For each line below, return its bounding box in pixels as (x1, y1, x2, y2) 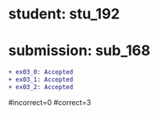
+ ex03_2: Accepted (8, 83, 74, 91)
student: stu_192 (8, 5, 120, 23)
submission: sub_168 (8, 42, 151, 60)
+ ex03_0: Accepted (8, 68, 74, 76)
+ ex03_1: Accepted (8, 75, 74, 83)
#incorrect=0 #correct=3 (8, 97, 91, 107)
